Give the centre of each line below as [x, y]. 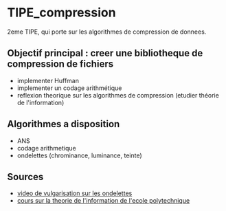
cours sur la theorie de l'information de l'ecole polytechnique [103, 201]
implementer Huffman [48, 80]
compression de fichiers [60, 64]
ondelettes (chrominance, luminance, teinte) [79, 155]
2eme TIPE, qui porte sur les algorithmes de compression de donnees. [107, 32]
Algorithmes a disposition [64, 124]
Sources [25, 177]
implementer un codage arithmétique [69, 88]
